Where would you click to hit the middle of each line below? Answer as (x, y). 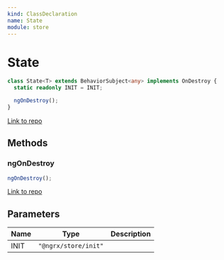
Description (130, 234)
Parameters (34, 214)
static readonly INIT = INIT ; (58, 88)
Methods (28, 143)
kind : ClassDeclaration (43, 14)
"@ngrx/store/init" (71, 246)
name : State (25, 21)
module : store (28, 27)
